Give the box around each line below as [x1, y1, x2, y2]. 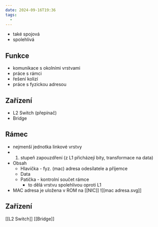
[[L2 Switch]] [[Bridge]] [5, 216, 55, 222]
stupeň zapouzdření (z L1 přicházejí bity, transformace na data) [20, 154, 153, 160]
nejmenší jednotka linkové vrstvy [12, 143, 82, 150]
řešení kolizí [12, 76, 38, 82]
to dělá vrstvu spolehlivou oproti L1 [28, 181, 102, 188]
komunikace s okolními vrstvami [12, 65, 81, 71]
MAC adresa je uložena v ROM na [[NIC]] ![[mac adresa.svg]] [12, 187, 142, 193]
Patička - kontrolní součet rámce [20, 176, 89, 182]
